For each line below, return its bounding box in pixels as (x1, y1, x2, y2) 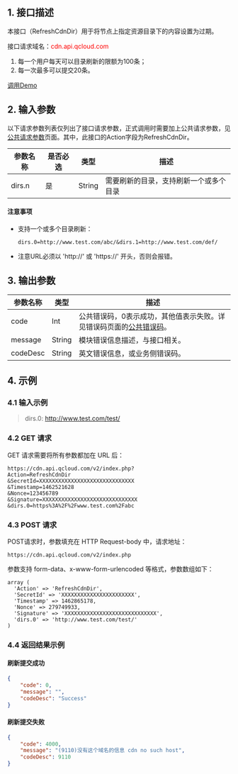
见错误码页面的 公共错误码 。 (79, 322, 171, 332)
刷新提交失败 (7, 718, 45, 727)
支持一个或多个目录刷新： (17, 224, 93, 232)
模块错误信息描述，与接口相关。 (79, 335, 186, 345)
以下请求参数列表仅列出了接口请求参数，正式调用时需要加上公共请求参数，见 (7, 123, 231, 133)
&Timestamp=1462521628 (7, 483, 74, 490)
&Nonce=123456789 (7, 490, 59, 497)
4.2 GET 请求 (7, 433, 52, 443)
